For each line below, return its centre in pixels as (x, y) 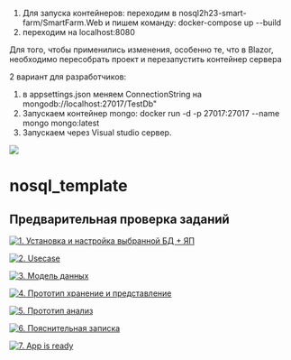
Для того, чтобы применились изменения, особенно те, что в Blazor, (141, 50)
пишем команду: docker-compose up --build (197, 23)
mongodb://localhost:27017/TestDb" (90, 104)
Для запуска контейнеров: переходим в (100, 13)
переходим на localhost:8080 (78, 32)
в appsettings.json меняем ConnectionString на (112, 94)
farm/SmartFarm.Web (63, 23)
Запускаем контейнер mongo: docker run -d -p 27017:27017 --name (151, 113)
